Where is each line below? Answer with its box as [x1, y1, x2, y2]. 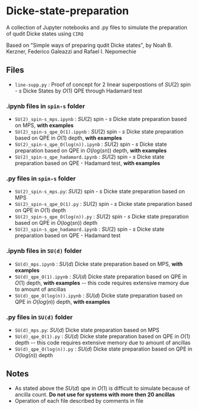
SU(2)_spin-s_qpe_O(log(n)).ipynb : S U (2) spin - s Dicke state [14, 141, 167, 148]
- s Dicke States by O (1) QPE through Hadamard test [14, 87, 142, 94]
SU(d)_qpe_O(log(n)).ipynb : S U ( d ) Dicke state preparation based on [14, 292, 183, 299]
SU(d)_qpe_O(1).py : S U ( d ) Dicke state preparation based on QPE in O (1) [14, 332, 191, 339]
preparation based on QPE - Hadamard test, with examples [14, 160, 161, 167]
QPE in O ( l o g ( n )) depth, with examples [14, 298, 111, 305]
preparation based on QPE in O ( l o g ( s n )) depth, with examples [14, 147, 167, 154]
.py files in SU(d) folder [6, 313, 73, 321]
